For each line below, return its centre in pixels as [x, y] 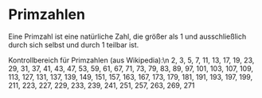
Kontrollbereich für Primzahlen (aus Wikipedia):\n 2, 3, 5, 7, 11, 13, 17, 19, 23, [131, 60]
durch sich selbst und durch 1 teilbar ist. [74, 44]
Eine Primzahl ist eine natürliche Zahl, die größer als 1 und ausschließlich [127, 36]
